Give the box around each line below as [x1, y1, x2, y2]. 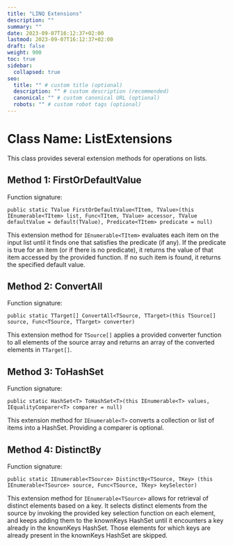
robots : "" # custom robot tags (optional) [13, 101, 141, 108]
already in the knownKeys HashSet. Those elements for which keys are [7, 524, 211, 532]
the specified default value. [7, 260, 86, 268]
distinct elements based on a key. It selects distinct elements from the [7, 501, 207, 510]
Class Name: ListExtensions [7, 131, 172, 147]
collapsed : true [13, 68, 61, 75]
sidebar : [7, 62, 33, 69]
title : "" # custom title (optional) [13, 82, 123, 89]
